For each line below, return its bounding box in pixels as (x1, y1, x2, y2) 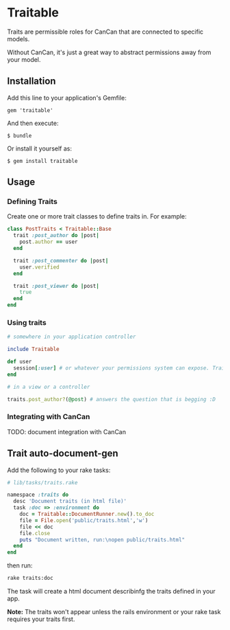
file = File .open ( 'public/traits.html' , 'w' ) (19, 517, 149, 524)
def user (7, 359, 32, 365)
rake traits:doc (7, 575, 53, 582)
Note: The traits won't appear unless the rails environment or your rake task (7, 608, 221, 616)
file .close (19, 530, 51, 537)
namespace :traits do (7, 491, 69, 499)
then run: (7, 561, 33, 570)
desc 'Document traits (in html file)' (13, 498, 127, 505)
